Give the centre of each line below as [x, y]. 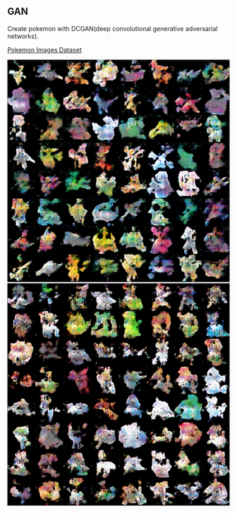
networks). [23, 36]
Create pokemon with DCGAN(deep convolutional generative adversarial [113, 28]
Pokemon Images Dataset [45, 49]
